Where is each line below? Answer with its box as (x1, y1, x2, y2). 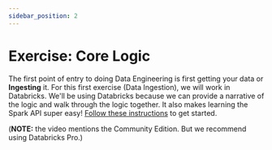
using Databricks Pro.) (8, 132, 84, 142)
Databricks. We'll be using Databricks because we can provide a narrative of (8, 91, 265, 101)
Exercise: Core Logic (8, 46, 151, 65)
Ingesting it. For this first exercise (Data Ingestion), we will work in (8, 82, 231, 92)
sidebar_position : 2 (8, 11, 79, 20)
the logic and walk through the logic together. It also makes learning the (8, 99, 248, 109)
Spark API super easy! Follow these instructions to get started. (8, 108, 218, 118)
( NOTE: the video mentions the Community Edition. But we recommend (8, 123, 247, 134)
